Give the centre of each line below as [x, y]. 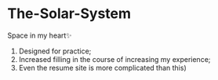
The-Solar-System [69, 14]
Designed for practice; [55, 51]
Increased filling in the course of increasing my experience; [114, 59]
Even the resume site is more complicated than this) [102, 67]
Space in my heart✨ [40, 35]
